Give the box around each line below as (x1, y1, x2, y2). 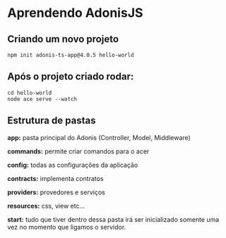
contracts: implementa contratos (7, 174, 104, 182)
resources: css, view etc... (7, 201, 85, 210)
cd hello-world (7, 89, 52, 96)
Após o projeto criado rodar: (7, 70, 134, 82)
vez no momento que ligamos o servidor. (7, 223, 126, 231)
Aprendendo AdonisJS (7, 5, 143, 21)
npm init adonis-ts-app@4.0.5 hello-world (7, 51, 134, 58)
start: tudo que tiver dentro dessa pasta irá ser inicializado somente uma (7, 215, 220, 223)
